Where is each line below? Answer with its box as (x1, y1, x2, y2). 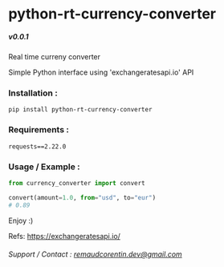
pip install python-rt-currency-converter (8, 106, 153, 114)
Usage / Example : (8, 161, 80, 172)
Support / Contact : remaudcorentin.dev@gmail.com (8, 249, 182, 259)
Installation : (8, 87, 58, 99)
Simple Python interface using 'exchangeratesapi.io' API (8, 67, 194, 77)
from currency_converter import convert (8, 180, 146, 188)
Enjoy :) (8, 216, 34, 225)
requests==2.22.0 (8, 142, 67, 151)
